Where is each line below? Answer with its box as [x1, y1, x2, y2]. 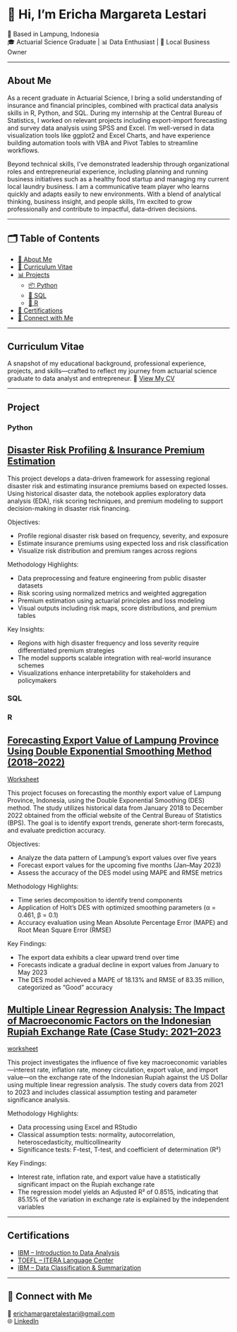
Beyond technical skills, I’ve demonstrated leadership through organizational [7, 159, 229, 168]
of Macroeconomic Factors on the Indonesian [7, 1015, 212, 1027]
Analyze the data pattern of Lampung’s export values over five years [17, 854, 217, 862]
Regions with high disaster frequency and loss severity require [17, 638, 200, 647]
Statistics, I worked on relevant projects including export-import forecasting [7, 116, 227, 124]
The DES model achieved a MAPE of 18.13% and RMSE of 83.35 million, [17, 976, 225, 984]
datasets [17, 581, 44, 590]
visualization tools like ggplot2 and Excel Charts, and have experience [7, 131, 210, 140]
